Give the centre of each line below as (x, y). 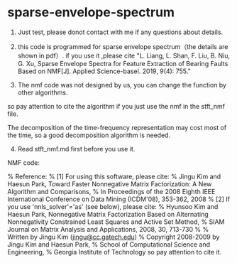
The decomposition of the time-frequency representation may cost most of (117, 127)
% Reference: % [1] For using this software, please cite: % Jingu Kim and (114, 176)
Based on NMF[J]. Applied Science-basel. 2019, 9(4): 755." (104, 71)
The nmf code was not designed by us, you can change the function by (122, 85)
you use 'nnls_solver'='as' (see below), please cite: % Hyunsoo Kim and (113, 206)
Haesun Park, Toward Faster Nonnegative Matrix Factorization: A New (110, 184)
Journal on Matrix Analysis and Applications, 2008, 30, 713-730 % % (108, 229)
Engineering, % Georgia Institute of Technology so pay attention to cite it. (115, 252)
